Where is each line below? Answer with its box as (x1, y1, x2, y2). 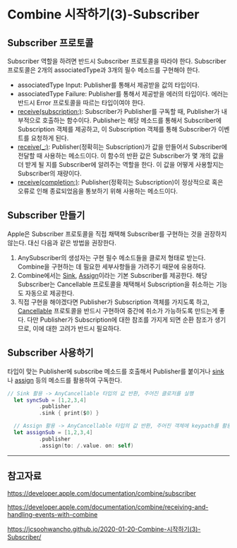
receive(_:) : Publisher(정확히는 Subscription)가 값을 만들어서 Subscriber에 (17, 143, 228, 151)
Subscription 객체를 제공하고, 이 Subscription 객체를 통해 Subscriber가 (17, 125, 217, 133)
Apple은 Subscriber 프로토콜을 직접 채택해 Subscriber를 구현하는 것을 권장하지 (7, 229, 227, 238)
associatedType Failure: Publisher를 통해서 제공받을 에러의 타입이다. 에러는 (17, 90, 229, 98)
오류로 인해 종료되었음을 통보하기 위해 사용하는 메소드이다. (17, 187, 178, 195)
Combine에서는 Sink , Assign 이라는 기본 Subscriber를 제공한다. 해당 (17, 271, 208, 279)
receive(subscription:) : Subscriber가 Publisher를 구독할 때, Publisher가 (17, 107, 220, 115)
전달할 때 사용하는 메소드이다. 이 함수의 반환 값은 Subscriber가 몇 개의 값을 (17, 151, 224, 160)
